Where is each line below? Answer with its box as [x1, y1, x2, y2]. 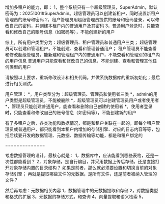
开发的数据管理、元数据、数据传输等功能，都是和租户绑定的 [22, 133, 143, 138]
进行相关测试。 [5, 81, 35, 86]
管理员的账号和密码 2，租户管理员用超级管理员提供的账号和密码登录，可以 [5, 17, 156, 22]
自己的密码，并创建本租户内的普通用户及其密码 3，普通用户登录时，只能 [9, 23, 156, 29]
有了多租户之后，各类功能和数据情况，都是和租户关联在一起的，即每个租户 [5, 120, 156, 126]
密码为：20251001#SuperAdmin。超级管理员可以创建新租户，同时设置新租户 [5, 10, 160, 16]
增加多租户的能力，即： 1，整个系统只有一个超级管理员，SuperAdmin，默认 [5, 4, 158, 10]
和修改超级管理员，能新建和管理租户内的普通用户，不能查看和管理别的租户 [5, 52, 156, 58]
